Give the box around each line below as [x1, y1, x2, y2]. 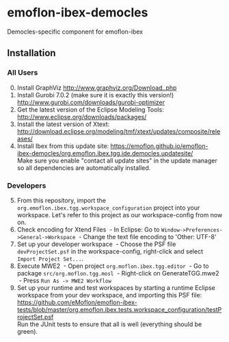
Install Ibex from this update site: [16, 142, 109, 150]
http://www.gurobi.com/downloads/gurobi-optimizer [16, 98, 165, 106]
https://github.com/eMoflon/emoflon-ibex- [16, 298, 138, 306]
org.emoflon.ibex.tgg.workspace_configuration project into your [16, 204, 200, 212]
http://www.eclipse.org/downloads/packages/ [16, 112, 147, 121]
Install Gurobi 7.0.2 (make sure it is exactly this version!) [16, 90, 174, 99]
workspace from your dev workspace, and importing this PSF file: [16, 291, 202, 299]
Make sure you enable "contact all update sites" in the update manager [16, 156, 217, 164]
